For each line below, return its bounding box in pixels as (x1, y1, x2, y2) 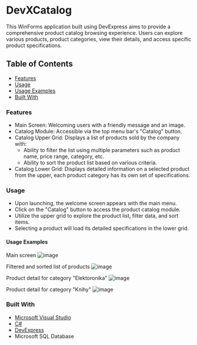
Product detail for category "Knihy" (6, 285, 92, 293)
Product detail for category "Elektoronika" (6, 274, 108, 281)
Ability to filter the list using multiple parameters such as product (23, 147, 181, 154)
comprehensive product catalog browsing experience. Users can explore (6, 29, 183, 36)
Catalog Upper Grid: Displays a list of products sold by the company (14, 134, 180, 142)
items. (14, 219, 30, 226)
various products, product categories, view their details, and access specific (6, 35, 192, 42)
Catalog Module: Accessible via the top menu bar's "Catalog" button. (14, 128, 182, 135)
